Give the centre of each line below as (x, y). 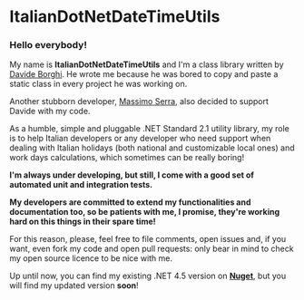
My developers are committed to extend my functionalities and (130, 202)
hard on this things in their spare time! (83, 222)
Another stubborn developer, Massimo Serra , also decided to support (139, 102)
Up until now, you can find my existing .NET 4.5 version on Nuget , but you (148, 276)
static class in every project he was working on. (98, 84)
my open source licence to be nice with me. (91, 258)
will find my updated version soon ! (74, 285)
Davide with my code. (50, 111)
